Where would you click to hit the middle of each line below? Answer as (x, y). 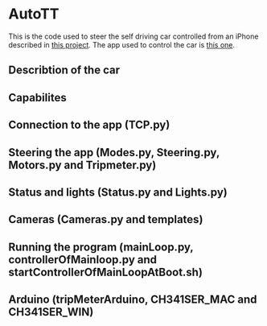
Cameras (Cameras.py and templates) (106, 219)
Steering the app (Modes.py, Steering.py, (114, 153)
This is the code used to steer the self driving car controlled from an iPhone (133, 36)
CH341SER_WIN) (51, 312)
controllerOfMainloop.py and (83, 260)
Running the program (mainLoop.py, (101, 247)
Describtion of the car (64, 70)
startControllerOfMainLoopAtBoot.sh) (106, 272)
